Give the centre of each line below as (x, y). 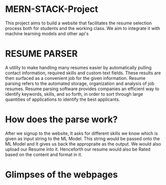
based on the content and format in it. (44, 154)
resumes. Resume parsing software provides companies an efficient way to (82, 89)
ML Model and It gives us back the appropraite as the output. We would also (83, 144)
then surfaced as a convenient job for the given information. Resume (75, 78)
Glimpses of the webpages (62, 175)
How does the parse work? (61, 119)
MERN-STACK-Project (52, 9)
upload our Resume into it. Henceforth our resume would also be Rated (78, 149)
